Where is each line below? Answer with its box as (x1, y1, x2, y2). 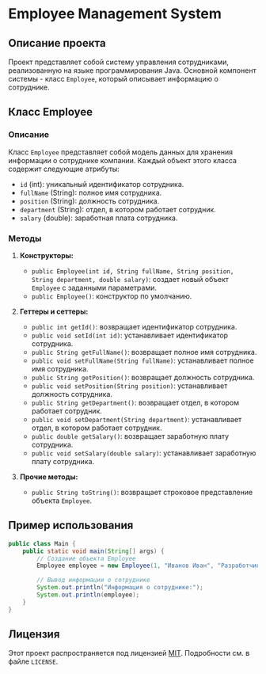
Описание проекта (8, 36, 106, 50)
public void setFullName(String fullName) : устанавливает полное (31, 356, 255, 365)
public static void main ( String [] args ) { (22, 547, 165, 555)
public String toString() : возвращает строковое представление (31, 487, 253, 497)
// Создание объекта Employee (36, 554, 136, 562)
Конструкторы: (19, 250, 74, 260)
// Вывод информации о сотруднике (36, 576, 150, 585)
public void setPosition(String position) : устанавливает (31, 381, 228, 390)
